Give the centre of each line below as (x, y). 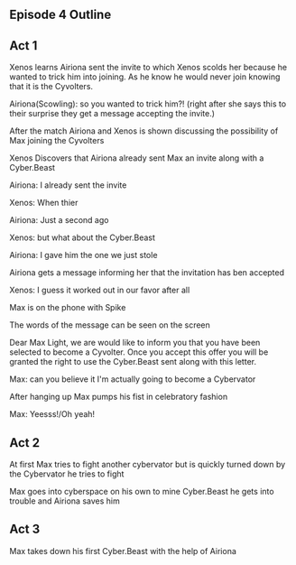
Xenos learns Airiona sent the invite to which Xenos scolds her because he (148, 68)
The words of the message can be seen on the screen (110, 325)
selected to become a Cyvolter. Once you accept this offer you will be (139, 352)
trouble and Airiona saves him (65, 501)
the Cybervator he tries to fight (67, 474)
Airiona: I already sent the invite (68, 185)
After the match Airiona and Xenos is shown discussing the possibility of (144, 131)
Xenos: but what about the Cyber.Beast (83, 237)
